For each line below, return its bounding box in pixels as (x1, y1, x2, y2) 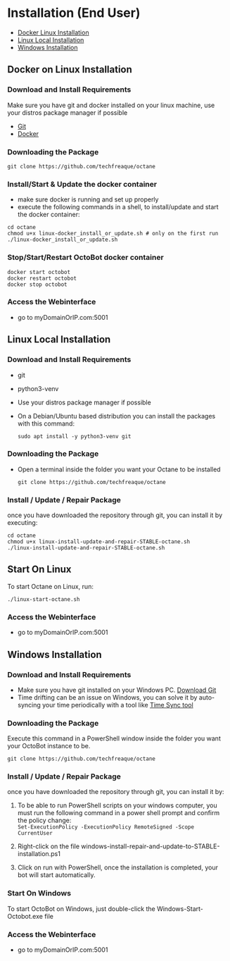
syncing (17, 700, 41, 709)
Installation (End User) (7, 5, 141, 21)
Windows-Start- (157, 904, 204, 913)
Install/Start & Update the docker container (7, 179, 157, 189)
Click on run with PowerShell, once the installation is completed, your (17, 863, 218, 872)
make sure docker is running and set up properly (17, 195, 159, 204)
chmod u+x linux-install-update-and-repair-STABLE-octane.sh (7, 538, 191, 545)
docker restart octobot (7, 275, 77, 282)
